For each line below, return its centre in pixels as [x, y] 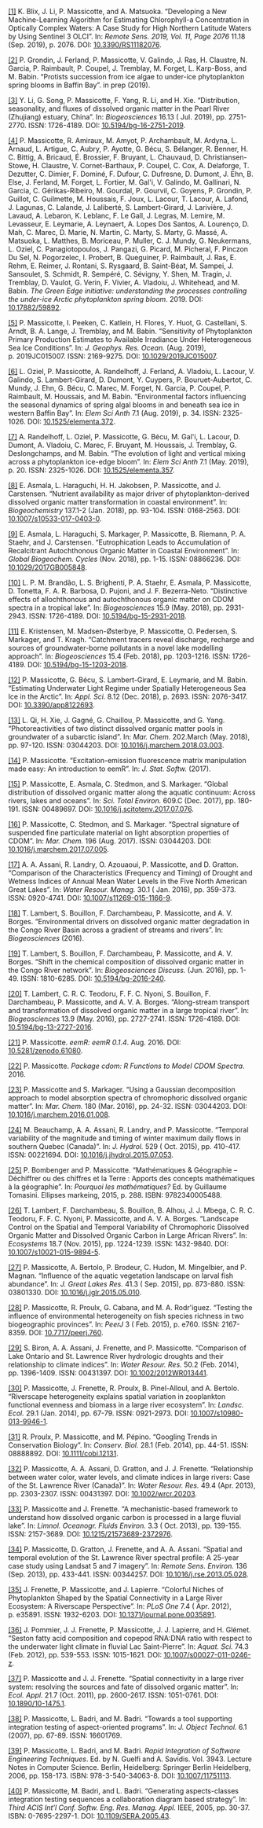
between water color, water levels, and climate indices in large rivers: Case [129, 1477]
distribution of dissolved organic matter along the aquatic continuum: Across [132, 792]
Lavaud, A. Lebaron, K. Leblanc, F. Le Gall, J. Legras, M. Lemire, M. [117, 216]
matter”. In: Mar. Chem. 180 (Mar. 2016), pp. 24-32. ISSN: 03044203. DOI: [128, 1106]
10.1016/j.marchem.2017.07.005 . [59, 849]
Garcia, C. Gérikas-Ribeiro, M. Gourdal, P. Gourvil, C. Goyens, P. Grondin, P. [130, 191]
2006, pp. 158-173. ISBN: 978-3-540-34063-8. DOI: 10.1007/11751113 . [120, 1776]
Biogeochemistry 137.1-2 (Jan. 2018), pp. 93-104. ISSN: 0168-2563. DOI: [124, 510]
